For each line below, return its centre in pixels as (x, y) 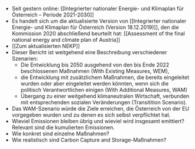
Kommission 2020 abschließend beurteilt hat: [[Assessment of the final (98, 34)
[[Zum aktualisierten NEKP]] (46, 46)
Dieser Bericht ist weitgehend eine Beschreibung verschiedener (89, 52)
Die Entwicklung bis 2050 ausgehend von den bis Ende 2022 (95, 65)
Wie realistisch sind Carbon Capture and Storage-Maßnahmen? (89, 140)
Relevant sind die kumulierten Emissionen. (63, 127)
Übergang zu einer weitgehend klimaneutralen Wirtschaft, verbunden (105, 96)
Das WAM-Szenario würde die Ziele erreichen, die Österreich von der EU (100, 109)
